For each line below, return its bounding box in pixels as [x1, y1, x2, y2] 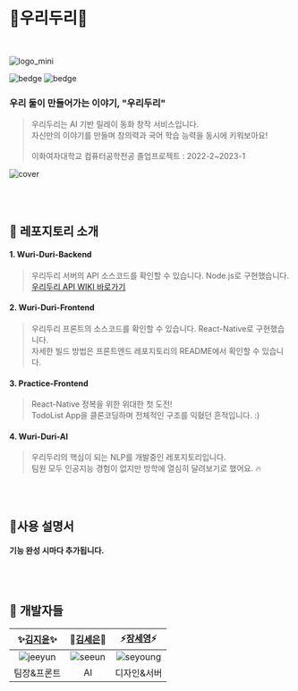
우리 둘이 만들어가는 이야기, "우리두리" [9, 97, 166, 109]
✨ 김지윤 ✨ [17, 634, 58, 646]
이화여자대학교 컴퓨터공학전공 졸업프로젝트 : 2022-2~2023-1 [30, 151, 246, 162]
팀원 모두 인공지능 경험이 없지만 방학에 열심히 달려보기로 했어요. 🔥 [30, 463, 262, 474]
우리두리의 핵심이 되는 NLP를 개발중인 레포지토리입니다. [30, 452, 226, 463]
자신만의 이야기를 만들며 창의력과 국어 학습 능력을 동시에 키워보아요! [30, 131, 268, 141]
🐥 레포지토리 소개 [9, 223, 98, 239]
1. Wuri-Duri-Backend [9, 249, 92, 260]
